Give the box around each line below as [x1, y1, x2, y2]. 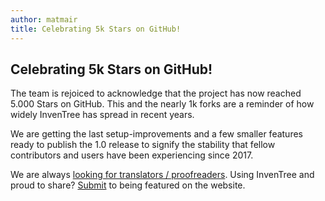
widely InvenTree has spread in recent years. [10, 109, 195, 121]
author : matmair [10, 14, 78, 25]
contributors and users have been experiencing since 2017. [10, 149, 254, 161]
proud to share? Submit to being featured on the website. [10, 179, 246, 191]
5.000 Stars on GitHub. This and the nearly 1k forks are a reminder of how [10, 98, 315, 110]
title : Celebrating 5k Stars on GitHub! [10, 24, 182, 34]
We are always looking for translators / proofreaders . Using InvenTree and [10, 169, 315, 181]
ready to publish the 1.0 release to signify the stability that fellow [10, 139, 276, 151]
